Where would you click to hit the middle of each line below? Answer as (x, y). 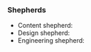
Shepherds (27, 10)
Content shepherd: (45, 26)
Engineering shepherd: (51, 41)
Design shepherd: (44, 33)
